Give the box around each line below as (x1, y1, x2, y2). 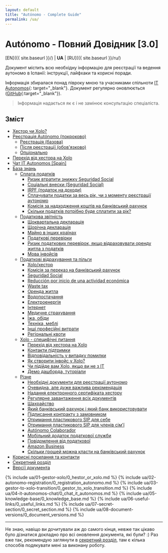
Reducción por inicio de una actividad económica (27, 278, 129, 284)
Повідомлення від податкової (27, 438, 91, 444)
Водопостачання (27, 294, 63, 300)
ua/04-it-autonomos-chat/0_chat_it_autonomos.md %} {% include (5, 491, 141, 497)
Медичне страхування (27, 310, 76, 316)
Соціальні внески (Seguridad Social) (27, 181, 104, 188)
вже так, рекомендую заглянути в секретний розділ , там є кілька (5, 537, 145, 543)
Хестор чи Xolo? (12, 128, 47, 134)
